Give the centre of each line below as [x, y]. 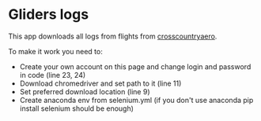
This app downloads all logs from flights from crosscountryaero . [113, 36]
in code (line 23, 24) [53, 75]
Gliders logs [49, 15]
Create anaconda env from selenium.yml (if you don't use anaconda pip [136, 100]
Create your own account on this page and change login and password [135, 66]
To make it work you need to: [55, 51]
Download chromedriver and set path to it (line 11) [100, 83]
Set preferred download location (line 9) [85, 91]
